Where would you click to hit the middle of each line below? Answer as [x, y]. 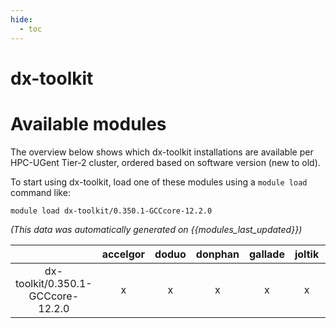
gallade [266, 254]
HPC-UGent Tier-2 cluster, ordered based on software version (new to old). [165, 162]
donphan [217, 254]
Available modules [88, 123]
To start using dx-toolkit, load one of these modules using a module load [159, 182]
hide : [21, 19]
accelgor [123, 254]
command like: [40, 192]
